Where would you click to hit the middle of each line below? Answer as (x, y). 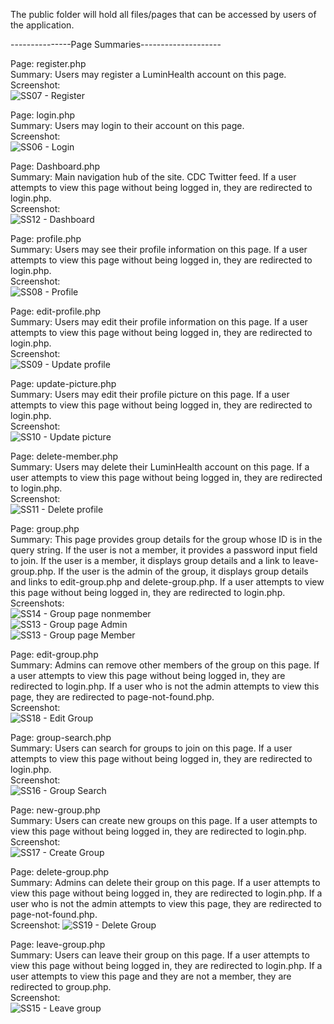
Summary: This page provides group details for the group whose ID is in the (166, 539)
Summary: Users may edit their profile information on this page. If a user (159, 322)
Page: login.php (43, 115)
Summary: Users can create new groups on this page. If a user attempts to (164, 820)
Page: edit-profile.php (55, 311)
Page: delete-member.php (64, 456)
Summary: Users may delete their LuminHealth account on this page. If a (160, 467)
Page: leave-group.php (58, 944)
